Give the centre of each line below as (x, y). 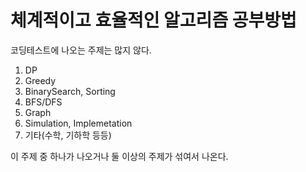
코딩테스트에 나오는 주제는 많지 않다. (81, 50)
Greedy (40, 80)
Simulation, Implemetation (78, 123)
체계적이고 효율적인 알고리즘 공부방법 (153, 20)
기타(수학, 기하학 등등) (68, 135)
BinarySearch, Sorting (70, 91)
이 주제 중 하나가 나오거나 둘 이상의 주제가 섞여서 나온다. (119, 156)
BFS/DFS (43, 102)
